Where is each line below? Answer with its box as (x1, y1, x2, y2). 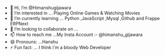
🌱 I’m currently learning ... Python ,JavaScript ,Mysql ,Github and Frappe (10, 15, 160, 21)
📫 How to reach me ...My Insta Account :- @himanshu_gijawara (10, 31, 143, 37)
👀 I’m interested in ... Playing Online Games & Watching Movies (10, 10, 140, 16)
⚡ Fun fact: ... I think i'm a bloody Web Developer (10, 44, 112, 50)
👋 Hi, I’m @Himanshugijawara (10, 5, 71, 10)
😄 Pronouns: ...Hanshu (10, 39, 58, 44)
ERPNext (10, 20, 29, 26)
